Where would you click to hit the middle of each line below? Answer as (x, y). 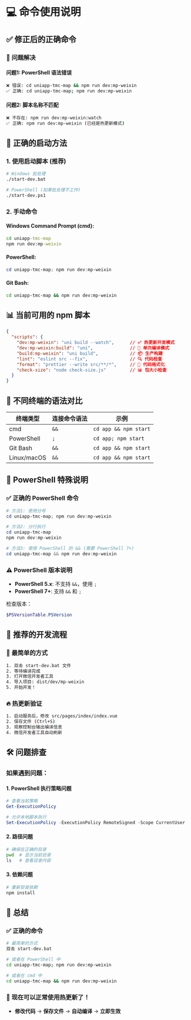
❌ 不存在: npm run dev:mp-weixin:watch (54, 118)
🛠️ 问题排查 (26, 753)
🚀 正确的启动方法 (37, 143)
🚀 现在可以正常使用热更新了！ (48, 997)
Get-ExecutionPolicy (31, 806)
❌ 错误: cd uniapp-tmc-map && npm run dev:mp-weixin (71, 85)
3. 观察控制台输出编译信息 (34, 727)
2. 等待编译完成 (23, 671)
